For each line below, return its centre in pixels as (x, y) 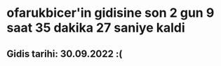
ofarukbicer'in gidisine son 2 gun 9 (110, 13)
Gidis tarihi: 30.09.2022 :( (65, 54)
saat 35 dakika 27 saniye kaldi (96, 28)
